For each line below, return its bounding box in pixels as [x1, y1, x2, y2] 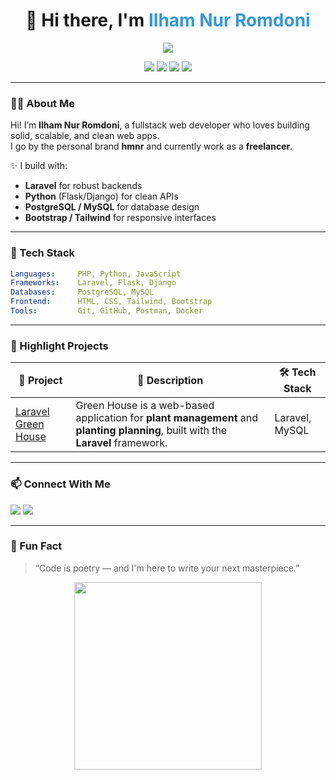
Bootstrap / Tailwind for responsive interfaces [24, 212, 217, 224]
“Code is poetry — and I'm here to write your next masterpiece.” [34, 562, 300, 574]
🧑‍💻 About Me [10, 96, 75, 110]
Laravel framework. [75, 436, 168, 450]
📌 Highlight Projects [10, 339, 109, 353]
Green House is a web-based [75, 399, 215, 413]
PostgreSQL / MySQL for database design [24, 201, 200, 213]
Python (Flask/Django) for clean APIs [24, 190, 179, 203]
